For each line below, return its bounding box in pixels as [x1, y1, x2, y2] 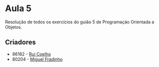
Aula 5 [5, 3, 32, 14]
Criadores [5, 38, 36, 47]
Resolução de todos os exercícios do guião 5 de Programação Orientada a [5, 19, 155, 25]
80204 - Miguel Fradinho [12, 56, 63, 62]
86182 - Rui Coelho [12, 51, 51, 57]
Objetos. [5, 24, 22, 30]
